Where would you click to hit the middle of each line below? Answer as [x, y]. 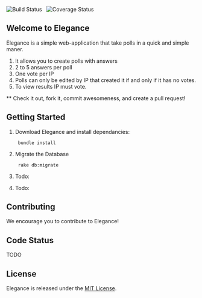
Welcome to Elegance [48, 28]
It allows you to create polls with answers [66, 61]
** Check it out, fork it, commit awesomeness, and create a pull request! [96, 98]
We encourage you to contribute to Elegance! [63, 221]
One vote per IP [34, 74]
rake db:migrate [38, 165]
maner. [15, 49]
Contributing [31, 207]
